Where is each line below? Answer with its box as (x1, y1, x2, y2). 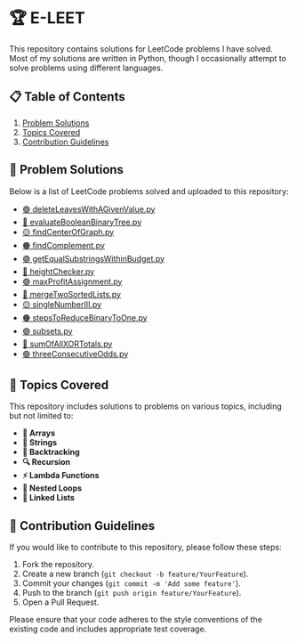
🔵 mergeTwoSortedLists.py (21, 289, 122, 299)
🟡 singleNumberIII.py (21, 298, 102, 309)
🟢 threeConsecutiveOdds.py (21, 348, 129, 359)
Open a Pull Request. (21, 597, 100, 607)
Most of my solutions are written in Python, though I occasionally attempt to (9, 53, 287, 63)
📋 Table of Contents (9, 89, 126, 104)
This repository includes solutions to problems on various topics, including (9, 401, 282, 411)
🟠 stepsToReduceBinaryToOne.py (21, 312, 148, 322)
